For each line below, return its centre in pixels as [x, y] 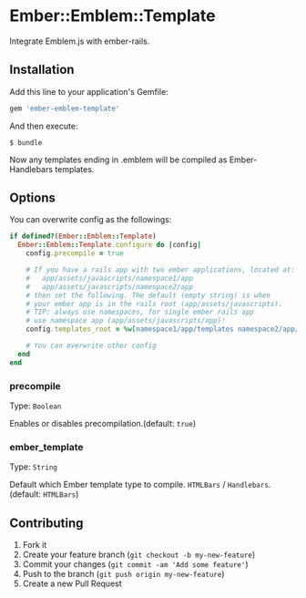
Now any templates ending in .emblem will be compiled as [118, 160]
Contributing [46, 523]
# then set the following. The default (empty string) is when [148, 295]
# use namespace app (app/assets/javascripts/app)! [126, 321]
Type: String [33, 467]
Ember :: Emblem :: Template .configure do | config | [110, 245]
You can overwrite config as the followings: [91, 220]
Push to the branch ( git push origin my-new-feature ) [123, 574]
